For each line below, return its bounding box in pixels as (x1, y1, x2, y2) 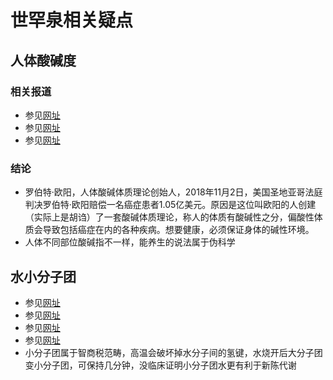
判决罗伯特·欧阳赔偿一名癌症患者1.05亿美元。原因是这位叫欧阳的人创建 (24, 199, 317, 211)
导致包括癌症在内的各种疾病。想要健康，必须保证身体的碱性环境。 (42, 224, 315, 236)
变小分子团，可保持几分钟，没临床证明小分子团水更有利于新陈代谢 (24, 359, 297, 371)
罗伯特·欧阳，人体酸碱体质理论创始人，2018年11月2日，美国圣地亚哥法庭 (24, 186, 323, 198)
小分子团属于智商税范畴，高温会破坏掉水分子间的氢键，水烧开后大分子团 (24, 346, 323, 358)
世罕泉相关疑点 (10, 9, 134, 32)
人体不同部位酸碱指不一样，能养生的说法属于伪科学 (24, 236, 236, 248)
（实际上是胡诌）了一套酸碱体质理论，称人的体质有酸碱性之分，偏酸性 (24, 211, 315, 223)
